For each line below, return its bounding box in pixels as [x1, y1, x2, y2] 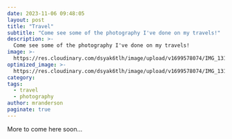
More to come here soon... [7, 125, 83, 133]
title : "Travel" [7, 23, 54, 30]
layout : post [7, 17, 45, 23]
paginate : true [7, 106, 51, 113]
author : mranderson [7, 100, 64, 107]
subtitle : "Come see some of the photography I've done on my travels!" [7, 29, 221, 36]
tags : [7, 81, 23, 87]
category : [7, 74, 36, 81]
